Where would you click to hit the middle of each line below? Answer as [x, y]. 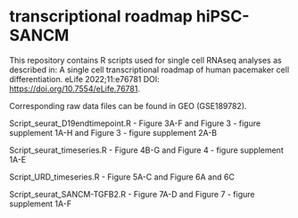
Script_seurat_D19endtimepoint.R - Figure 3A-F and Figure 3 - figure [135, 123]
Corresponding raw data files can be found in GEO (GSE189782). [128, 105]
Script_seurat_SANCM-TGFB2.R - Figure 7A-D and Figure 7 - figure [132, 194]
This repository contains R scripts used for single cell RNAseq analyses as [146, 60]
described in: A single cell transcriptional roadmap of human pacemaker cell [149, 70]
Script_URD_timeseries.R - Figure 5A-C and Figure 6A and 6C [122, 177]
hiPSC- [223, 17]
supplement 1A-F [41, 204]
